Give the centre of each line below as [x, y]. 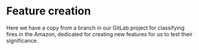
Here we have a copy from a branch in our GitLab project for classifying [96, 28]
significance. [22, 40]
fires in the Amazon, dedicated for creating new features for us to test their [99, 34]
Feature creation [49, 11]
